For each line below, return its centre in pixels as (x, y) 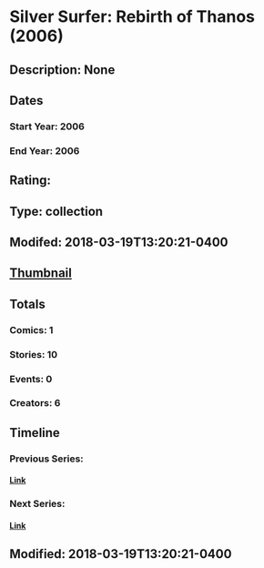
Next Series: (37, 504)
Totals (27, 304)
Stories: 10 (34, 354)
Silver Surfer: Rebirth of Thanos (132, 17)
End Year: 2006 (45, 150)
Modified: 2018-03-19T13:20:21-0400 (121, 554)
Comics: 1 (31, 330)
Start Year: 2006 (47, 127)
